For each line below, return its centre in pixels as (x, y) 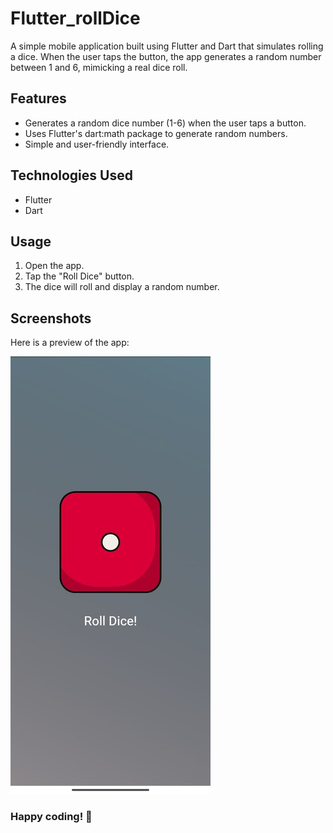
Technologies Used (71, 175)
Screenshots (51, 318)
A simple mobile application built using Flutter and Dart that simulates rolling (167, 46)
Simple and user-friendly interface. (97, 144)
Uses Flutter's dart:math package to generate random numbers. (156, 133)
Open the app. (54, 266)
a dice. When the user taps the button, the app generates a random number (166, 56)
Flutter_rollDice (75, 18)
